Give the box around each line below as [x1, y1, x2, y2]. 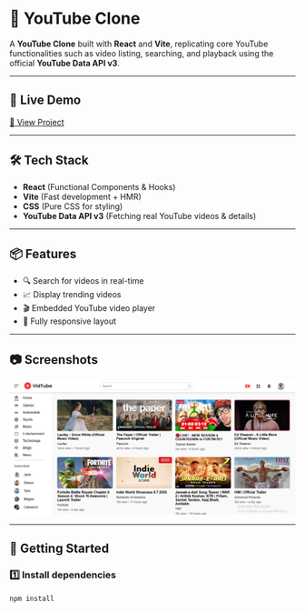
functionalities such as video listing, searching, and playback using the [9, 47, 274, 58]
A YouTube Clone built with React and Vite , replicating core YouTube [9, 38, 269, 49]
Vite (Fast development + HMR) [22, 191, 143, 202]
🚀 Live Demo [9, 93, 82, 108]
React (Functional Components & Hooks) [22, 181, 176, 192]
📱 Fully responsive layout [22, 316, 116, 326]
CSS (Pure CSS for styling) [22, 200, 123, 212]
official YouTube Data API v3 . [9, 57, 121, 68]
